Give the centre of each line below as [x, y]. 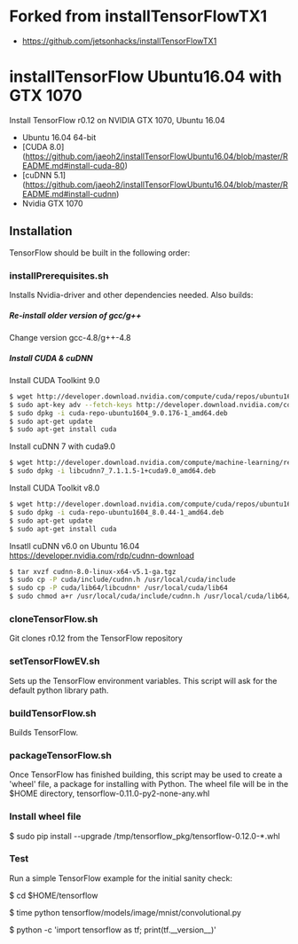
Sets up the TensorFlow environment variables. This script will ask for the [143, 680]
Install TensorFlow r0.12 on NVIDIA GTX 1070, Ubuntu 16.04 [118, 120]
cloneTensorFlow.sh [54, 618]
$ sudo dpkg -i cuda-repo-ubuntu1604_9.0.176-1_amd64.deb [118, 413]
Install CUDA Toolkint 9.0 [55, 380]
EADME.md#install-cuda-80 [74, 165]
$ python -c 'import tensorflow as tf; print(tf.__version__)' [113, 930]
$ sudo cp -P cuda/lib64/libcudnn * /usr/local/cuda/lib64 [118, 588]
